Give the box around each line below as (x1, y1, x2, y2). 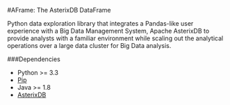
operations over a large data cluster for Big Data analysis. (7, 42, 172, 49)
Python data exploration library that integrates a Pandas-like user (7, 19, 194, 27)
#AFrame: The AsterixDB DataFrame (7, 6, 111, 14)
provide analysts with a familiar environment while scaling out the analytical (7, 34, 224, 42)
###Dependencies (7, 55, 60, 63)
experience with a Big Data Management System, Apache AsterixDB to (7, 27, 210, 35)
